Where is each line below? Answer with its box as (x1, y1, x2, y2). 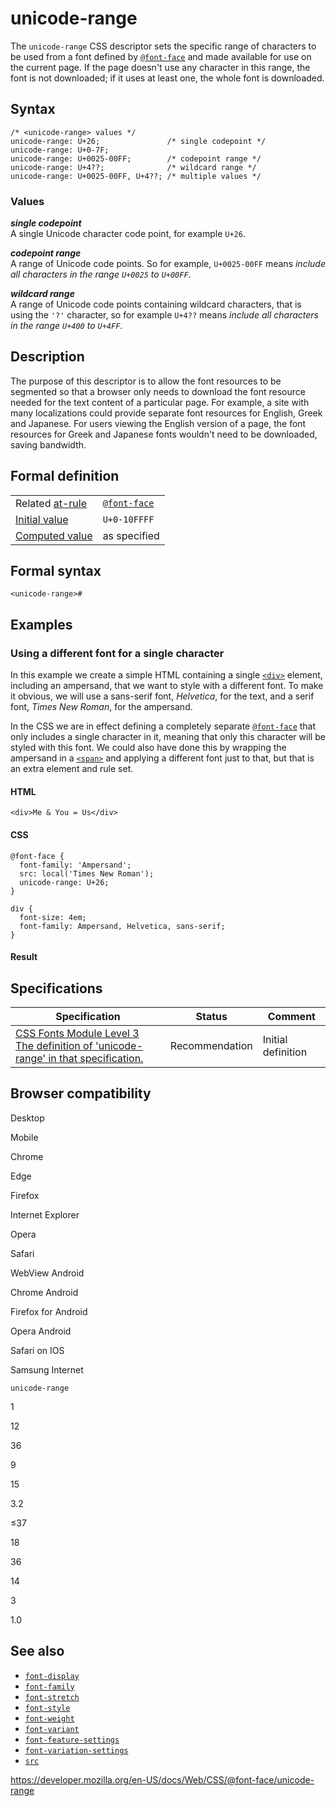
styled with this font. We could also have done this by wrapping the (10, 742, 287, 754)
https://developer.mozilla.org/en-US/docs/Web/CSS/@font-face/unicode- (10, 1773, 315, 1786)
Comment (267, 1009, 316, 1023)
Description (10, 348, 85, 366)
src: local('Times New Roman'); (19, 868, 155, 879)
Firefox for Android (10, 1305, 88, 1317)
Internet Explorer (10, 1208, 80, 1221)
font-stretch (24, 1692, 80, 1702)
